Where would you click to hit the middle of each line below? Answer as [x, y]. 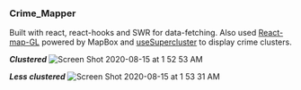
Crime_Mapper [43, 13]
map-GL [25, 42]
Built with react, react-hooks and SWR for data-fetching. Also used [133, 33]
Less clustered [37, 77]
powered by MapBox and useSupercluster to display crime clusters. [167, 42]
